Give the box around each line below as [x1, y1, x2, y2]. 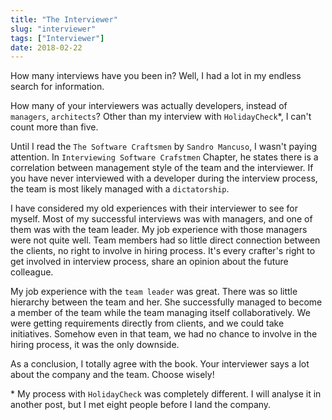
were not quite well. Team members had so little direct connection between [10, 234, 321, 246]
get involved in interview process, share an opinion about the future [10, 256, 289, 268]
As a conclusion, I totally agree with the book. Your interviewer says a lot [10, 358, 310, 370]
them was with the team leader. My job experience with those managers [10, 224, 308, 236]
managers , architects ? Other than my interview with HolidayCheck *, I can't [10, 111, 312, 123]
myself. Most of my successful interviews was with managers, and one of [10, 213, 313, 225]
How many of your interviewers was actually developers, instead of [10, 100, 288, 112]
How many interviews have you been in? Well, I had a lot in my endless [10, 70, 302, 82]
